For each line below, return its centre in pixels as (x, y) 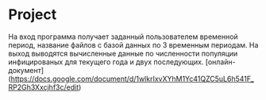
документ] (26, 70)
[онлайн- (220, 62)
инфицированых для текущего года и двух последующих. (106, 62)
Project (33, 15)
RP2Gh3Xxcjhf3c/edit (44, 87)
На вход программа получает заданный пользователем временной (123, 37)
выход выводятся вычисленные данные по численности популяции (123, 53)
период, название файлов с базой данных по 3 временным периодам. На (133, 44)
